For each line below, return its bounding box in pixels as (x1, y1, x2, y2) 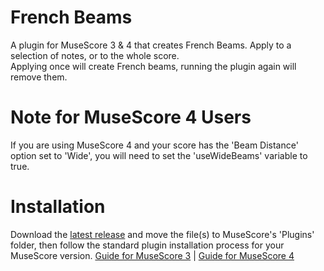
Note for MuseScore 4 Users (10, 106, 252, 129)
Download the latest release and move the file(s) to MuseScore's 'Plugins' (10, 228, 315, 240)
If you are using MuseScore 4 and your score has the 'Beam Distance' (10, 139, 299, 151)
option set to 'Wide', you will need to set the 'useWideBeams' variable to (10, 149, 308, 161)
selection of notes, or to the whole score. (10, 49, 180, 61)
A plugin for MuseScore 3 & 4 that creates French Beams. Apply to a (10, 39, 292, 51)
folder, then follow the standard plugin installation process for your (10, 239, 285, 251)
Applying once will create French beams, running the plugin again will (10, 60, 297, 72)
